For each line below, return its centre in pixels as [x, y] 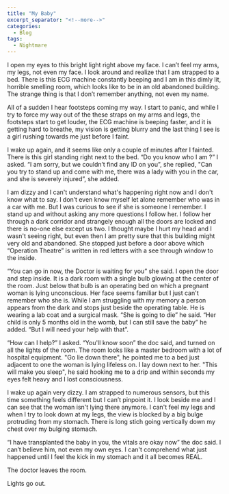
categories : [24, 26]
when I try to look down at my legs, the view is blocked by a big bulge [105, 414]
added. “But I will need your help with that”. [68, 329]
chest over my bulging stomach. [52, 429]
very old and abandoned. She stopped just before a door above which [106, 243]
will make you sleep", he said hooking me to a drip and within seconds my [111, 372]
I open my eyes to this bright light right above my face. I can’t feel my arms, [113, 65]
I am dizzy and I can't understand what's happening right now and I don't [110, 192]
